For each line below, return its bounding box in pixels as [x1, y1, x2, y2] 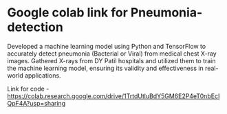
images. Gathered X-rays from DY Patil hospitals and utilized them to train [7, 56, 216, 65]
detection [7, 19, 63, 35]
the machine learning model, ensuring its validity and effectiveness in [7, 64, 204, 72]
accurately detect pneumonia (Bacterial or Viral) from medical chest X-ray [7, 49, 217, 58]
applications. [24, 71, 61, 80]
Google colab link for [7, 5, 129, 21]
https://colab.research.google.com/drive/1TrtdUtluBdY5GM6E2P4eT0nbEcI [7, 91, 220, 100]
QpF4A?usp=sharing [7, 99, 66, 107]
